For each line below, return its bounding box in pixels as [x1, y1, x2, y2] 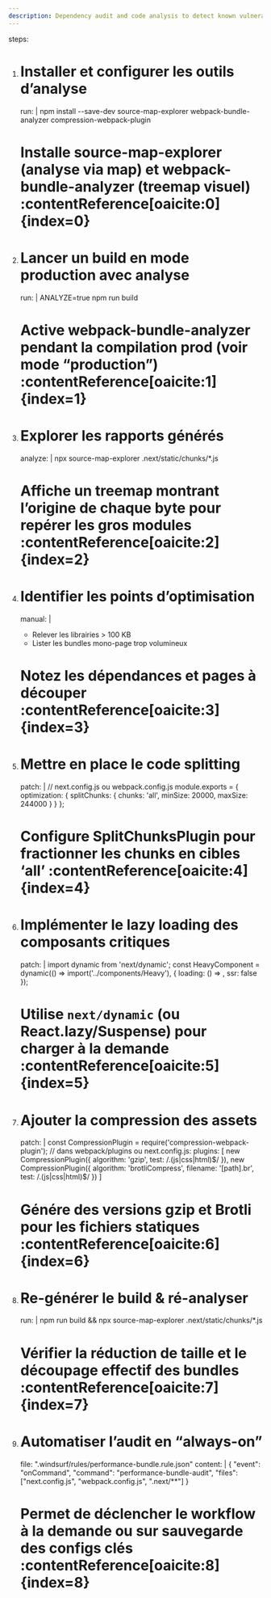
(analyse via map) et [19, 160, 160, 179]
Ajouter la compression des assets [19, 1111, 258, 1129]
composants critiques [19, 933, 171, 951]
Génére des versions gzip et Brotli [19, 1200, 252, 1219]
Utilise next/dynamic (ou [19, 1006, 180, 1023]
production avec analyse [19, 266, 190, 284]
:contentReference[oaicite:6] [19, 1234, 220, 1253]
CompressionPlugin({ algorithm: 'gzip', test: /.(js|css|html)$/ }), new [19, 1155, 245, 1165]
